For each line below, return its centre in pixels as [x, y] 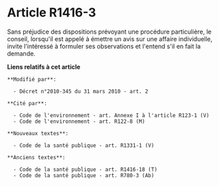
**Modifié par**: [32, 79]
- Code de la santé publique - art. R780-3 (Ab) [84, 175]
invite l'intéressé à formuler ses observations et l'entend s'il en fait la [104, 46]
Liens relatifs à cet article [44, 67]
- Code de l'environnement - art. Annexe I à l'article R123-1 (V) [112, 115]
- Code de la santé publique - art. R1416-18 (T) [85, 170]
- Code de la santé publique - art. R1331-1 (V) [84, 146]
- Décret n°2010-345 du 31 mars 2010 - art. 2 [81, 91]
